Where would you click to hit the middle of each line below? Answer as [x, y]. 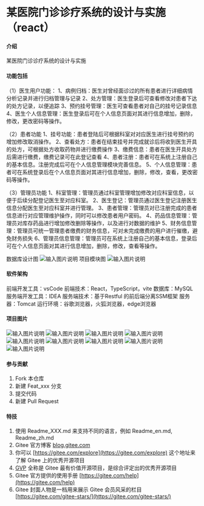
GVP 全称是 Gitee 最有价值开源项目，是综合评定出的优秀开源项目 [96, 468]
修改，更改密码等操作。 [36, 121]
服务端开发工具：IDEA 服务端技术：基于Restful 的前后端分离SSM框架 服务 [98, 296]
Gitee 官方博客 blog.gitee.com [53, 445]
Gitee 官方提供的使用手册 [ [48, 476]
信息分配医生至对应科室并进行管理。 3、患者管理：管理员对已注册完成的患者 [102, 208]
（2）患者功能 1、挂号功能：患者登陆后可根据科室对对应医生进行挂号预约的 [100, 134]
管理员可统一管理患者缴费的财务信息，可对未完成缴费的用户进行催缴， [104, 230]
